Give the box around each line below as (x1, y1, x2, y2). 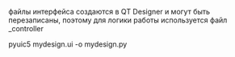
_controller (8, 24, 44, 33)
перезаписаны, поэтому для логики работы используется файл (8, 15, 228, 25)
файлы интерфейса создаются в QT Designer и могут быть (8, 7, 211, 16)
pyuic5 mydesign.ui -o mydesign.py (8, 39, 128, 49)
